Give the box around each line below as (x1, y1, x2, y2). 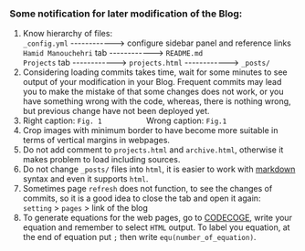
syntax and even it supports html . (22, 173, 149, 184)
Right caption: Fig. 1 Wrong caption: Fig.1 (22, 115, 227, 126)
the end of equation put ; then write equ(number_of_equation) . (22, 232, 257, 243)
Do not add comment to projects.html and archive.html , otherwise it (22, 144, 284, 155)
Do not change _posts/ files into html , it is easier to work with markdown (22, 163, 296, 175)
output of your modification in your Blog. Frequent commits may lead (22, 77, 282, 88)
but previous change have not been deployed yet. (22, 106, 210, 117)
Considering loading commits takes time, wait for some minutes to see (22, 67, 288, 78)
